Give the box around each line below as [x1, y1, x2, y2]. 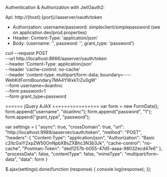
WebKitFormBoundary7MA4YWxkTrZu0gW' [5, 77, 97, 83]
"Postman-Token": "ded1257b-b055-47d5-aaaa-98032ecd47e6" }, [22, 145, 162, 152]
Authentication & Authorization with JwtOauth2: [5, 5, 105, 10]
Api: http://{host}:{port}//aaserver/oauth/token [5, 14, 103, 20]
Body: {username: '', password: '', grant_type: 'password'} [12, 40, 135, 46]
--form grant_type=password [5, 94, 66, 99]
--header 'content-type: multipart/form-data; [5, 72, 99, 78]
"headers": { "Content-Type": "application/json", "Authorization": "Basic [5, 135, 155, 140]
